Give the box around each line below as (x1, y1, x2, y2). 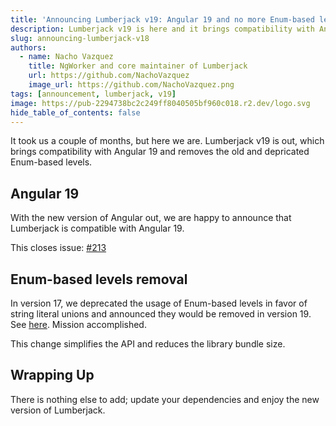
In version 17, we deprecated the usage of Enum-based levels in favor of (10, 297, 308, 309)
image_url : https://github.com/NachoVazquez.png (28, 80, 235, 90)
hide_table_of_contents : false (10, 107, 141, 118)
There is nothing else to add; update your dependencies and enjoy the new (10, 393, 320, 405)
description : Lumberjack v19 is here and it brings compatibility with (10, 24, 315, 34)
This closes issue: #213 (10, 242, 107, 254)
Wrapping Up (10, 367, 95, 384)
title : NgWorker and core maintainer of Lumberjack (28, 61, 248, 71)
